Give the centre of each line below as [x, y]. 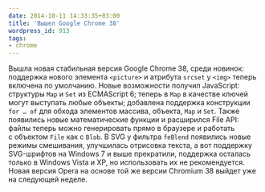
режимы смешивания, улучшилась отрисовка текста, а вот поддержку [130, 145]
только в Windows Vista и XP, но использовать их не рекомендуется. [126, 162]
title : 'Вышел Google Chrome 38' [64, 23]
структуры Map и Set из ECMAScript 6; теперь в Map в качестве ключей [128, 94]
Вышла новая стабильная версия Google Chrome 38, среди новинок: [126, 68]
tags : [17, 38]
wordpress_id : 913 [39, 31]
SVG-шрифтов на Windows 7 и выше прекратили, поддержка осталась [130, 154]
